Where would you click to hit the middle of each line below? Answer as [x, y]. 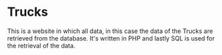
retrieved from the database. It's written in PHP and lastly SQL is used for [111, 38]
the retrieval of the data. [41, 45]
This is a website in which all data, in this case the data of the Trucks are [110, 31]
